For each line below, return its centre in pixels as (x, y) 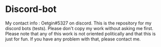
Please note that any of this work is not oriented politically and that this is (80, 33)
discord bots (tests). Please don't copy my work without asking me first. (79, 28)
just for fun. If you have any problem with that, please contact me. (73, 39)
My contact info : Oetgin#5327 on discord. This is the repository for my (78, 23)
